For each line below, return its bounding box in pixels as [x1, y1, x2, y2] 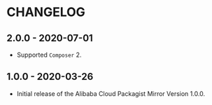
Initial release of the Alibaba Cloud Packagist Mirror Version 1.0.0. [16, 89, 206, 98]
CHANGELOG [6, 4, 85, 20]
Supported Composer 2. [16, 50, 82, 59]
